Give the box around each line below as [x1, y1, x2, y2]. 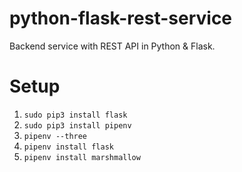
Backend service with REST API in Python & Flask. [9, 40, 216, 52]
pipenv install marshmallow [23, 152, 141, 162]
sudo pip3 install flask [23, 110, 128, 120]
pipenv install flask [23, 142, 114, 152]
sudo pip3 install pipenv [23, 120, 132, 131]
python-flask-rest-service [9, 7, 233, 30]
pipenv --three [23, 131, 88, 141]
